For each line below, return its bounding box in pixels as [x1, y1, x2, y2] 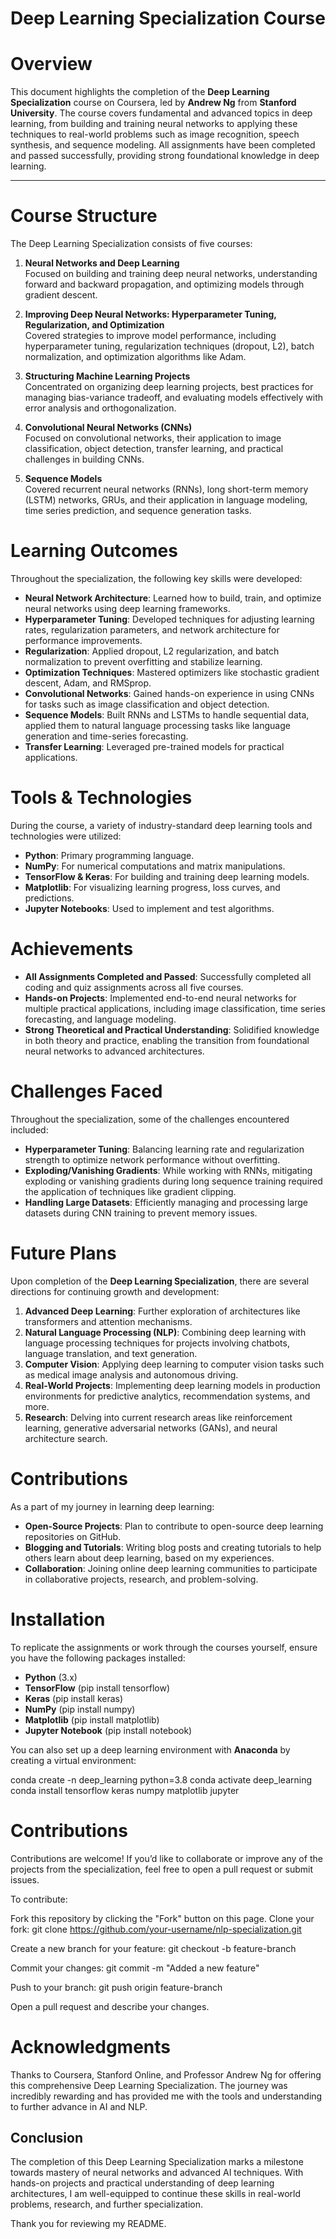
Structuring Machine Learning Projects [24, 370, 191, 382]
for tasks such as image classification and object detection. [24, 698, 270, 710]
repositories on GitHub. [24, 1530, 122, 1542]
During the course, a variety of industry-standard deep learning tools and [10, 819, 313, 831]
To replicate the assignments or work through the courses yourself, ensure [10, 1641, 318, 1653]
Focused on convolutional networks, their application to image [24, 432, 282, 444]
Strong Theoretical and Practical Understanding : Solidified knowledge [24, 1023, 320, 1036]
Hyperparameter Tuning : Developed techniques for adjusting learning [24, 613, 315, 625]
